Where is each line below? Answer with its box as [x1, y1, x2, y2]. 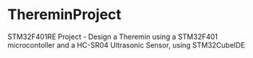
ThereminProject [7, 6, 121, 24]
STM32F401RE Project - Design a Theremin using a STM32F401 [7, 32, 219, 41]
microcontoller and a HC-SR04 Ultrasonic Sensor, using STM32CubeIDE [7, 40, 245, 49]
